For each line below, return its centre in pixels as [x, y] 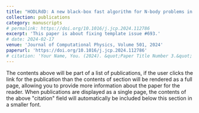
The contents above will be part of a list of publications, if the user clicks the [99, 73]
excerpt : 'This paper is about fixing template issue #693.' [83, 34]
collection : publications [38, 17]
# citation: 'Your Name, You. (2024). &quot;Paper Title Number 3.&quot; [99, 56]
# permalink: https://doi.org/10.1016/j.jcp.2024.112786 [78, 28]
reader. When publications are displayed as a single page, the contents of [96, 92]
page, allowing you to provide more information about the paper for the [93, 85]
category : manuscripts [34, 23]
